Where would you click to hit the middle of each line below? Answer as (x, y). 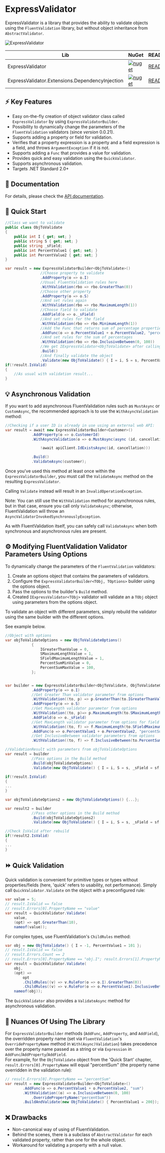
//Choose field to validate (69, 310)
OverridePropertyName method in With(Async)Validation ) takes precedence (81, 1044)
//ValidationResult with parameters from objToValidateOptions (71, 749)
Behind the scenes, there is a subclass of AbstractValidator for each (82, 1135)
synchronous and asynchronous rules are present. (56, 531)
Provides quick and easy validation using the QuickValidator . (74, 158)
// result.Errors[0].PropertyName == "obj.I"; (54, 959)
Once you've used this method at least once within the (60, 471)
